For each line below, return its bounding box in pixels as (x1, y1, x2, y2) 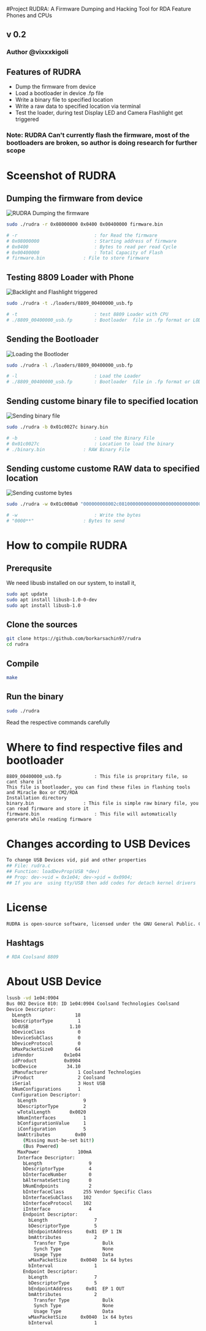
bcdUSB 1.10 (12, 1023, 81, 1029)
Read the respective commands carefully (6, 719, 110, 726)
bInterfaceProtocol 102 (22, 1200, 92, 1207)
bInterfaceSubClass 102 (22, 1194, 92, 1200)
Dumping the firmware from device (6, 193, 143, 204)
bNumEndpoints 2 (22, 1183, 92, 1189)
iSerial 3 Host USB (12, 1080, 105, 1087)
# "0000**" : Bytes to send (6, 518, 124, 524)
